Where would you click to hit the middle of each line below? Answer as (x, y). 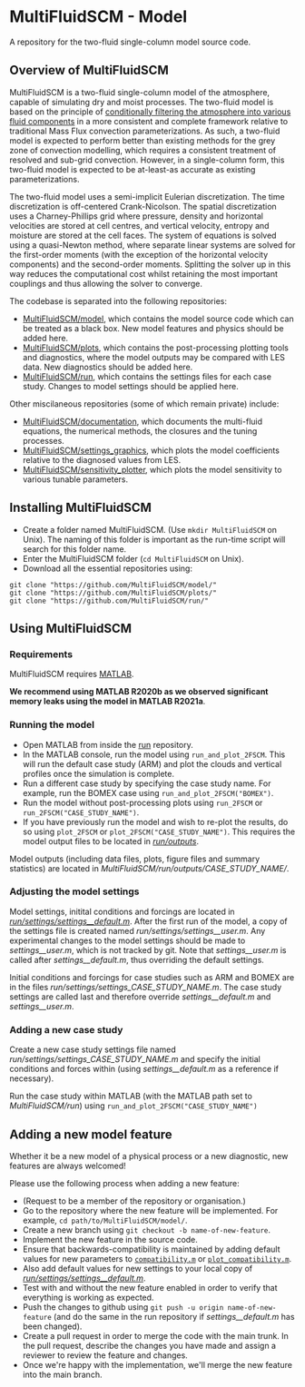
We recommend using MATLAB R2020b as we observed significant (139, 692)
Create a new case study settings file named (93, 1049)
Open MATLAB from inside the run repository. (108, 744)
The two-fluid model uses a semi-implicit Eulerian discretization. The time (147, 196)
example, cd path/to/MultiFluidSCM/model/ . (105, 1220)
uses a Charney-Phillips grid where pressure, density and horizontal (136, 216)
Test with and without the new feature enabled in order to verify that (150, 1287)
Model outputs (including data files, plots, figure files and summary (135, 859)
